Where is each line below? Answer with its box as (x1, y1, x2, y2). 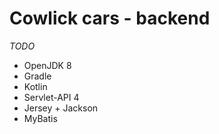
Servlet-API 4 (23, 91, 80, 103)
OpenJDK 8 (23, 59, 72, 71)
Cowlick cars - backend (9, 7, 211, 30)
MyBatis (23, 112, 58, 124)
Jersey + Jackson (23, 102, 99, 114)
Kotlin (23, 80, 48, 92)
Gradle (23, 70, 52, 82)
